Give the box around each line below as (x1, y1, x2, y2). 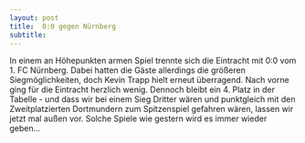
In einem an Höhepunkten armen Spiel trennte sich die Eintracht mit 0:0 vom (9, 56, 297, 66)
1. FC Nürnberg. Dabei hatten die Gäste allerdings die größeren (9, 65, 247, 76)
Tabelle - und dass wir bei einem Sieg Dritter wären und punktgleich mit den (9, 94, 296, 105)
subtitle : (9, 30, 47, 39)
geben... (9, 123, 41, 134)
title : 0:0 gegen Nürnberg (9, 22, 117, 31)
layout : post (9, 13, 59, 23)
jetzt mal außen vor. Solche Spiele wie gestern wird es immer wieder (9, 113, 268, 124)
